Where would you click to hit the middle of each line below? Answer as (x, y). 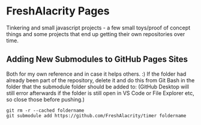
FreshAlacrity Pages (58, 11)
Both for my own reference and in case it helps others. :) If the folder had (96, 74)
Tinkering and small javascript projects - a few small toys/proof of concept (98, 28)
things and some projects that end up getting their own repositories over (96, 34)
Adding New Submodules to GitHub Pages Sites (97, 59)
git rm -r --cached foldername (45, 110)
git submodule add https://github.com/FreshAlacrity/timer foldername (96, 115)
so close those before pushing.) (46, 99)
